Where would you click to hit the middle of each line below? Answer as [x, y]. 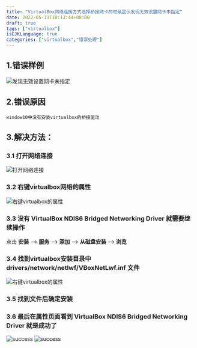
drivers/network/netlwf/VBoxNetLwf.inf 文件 [73, 267]
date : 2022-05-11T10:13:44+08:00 [48, 17]
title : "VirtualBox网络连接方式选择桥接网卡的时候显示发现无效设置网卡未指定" [94, 12]
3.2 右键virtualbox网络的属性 [49, 187]
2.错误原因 [26, 102]
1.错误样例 [25, 66]
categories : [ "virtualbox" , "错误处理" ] [54, 40]
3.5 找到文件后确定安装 [40, 299]
